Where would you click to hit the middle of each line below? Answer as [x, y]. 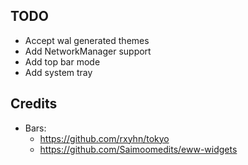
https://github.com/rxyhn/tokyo [104, 138]
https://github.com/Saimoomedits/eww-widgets [138, 149]
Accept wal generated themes [87, 40]
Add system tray [58, 72]
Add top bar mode [62, 61]
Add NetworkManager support [88, 51]
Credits [34, 104]
